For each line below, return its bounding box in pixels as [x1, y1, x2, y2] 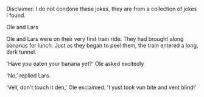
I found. [6, 12, 26, 19]
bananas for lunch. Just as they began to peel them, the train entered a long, [6, 42, 199, 49]
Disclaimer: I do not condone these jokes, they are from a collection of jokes [6, 5, 197, 12]
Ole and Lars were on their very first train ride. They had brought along [6, 35, 184, 42]
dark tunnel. [6, 48, 37, 56]
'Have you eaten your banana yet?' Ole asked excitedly [6, 60, 144, 67]
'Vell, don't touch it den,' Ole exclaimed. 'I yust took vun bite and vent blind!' [6, 84, 197, 91]
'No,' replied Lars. [6, 72, 51, 79]
